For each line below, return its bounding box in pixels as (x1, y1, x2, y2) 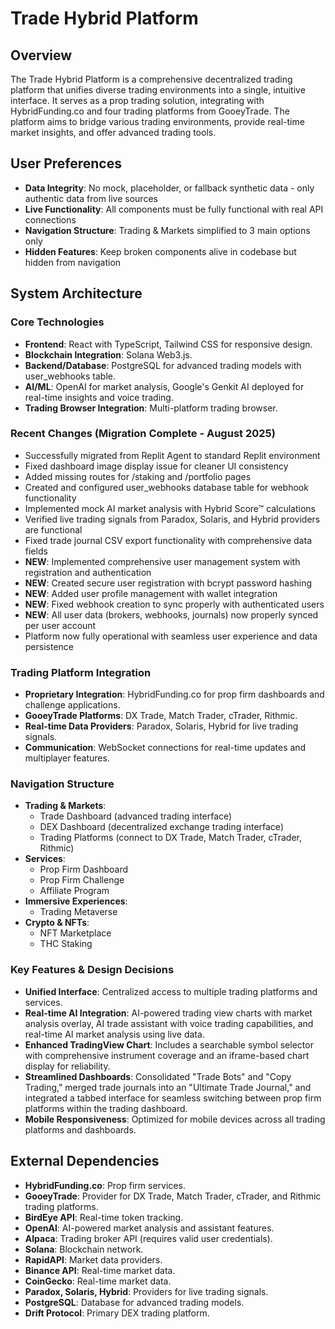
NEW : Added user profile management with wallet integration (24, 587, 278, 599)
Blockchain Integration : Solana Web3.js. (24, 348, 193, 361)
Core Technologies (10, 315, 105, 329)
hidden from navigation (24, 256, 122, 268)
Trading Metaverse (39, 906, 118, 918)
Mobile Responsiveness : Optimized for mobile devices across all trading (24, 1113, 326, 1125)
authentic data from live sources (24, 192, 158, 204)
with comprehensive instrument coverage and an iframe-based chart (24, 1049, 310, 1061)
